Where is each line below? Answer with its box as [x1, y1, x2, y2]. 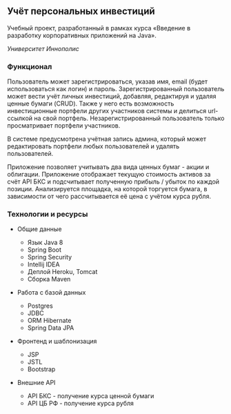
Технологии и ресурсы [7, 210, 88, 219]
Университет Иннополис [7, 44, 79, 52]
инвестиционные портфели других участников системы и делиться [7, 107, 207, 115]
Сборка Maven [27, 275, 71, 284]
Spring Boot [27, 246, 62, 254]
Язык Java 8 [27, 238, 63, 247]
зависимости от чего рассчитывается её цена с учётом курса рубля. [7, 193, 212, 201]
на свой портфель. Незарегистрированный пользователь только [34, 114, 225, 123]
